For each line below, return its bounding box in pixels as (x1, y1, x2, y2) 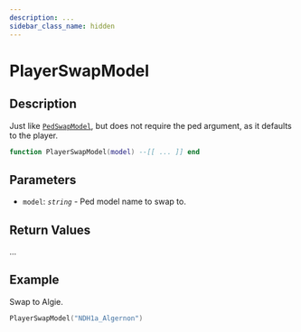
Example (9, 272, 60, 288)
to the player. (9, 130, 59, 141)
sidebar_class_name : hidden (9, 22, 116, 31)
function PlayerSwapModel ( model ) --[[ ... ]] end (9, 147, 201, 156)
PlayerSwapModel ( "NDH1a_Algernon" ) (9, 313, 144, 323)
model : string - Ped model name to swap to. (22, 196, 187, 207)
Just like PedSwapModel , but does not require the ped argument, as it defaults (9, 120, 292, 131)
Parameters (9, 172, 77, 188)
